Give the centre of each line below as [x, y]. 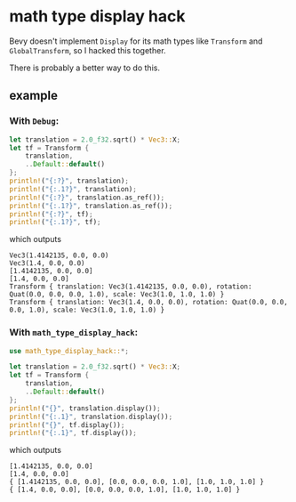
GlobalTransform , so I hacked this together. [88, 50]
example [34, 96]
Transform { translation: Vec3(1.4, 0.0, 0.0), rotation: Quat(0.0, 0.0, [149, 303]
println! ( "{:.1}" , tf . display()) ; [73, 433]
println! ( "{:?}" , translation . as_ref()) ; [87, 198]
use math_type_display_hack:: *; [69, 351]
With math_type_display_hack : [74, 333]
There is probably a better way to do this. [84, 68]
